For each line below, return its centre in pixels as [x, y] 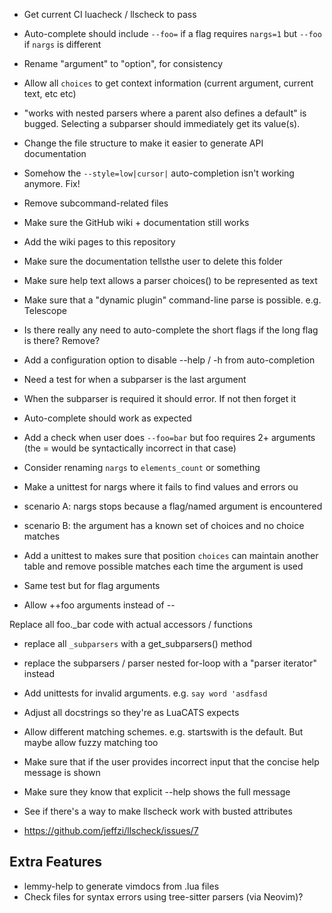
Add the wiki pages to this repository [99, 242]
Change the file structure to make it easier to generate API [143, 143]
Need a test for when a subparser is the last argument [135, 379]
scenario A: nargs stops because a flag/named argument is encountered [173, 506]
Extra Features [56, 862]
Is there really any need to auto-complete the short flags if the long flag [171, 330]
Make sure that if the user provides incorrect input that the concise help [171, 762]
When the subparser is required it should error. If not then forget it [160, 398]
